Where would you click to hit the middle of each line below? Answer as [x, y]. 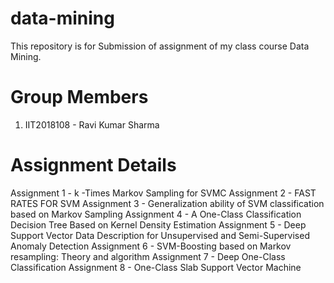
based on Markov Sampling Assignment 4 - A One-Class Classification [156, 214]
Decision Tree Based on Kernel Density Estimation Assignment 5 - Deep [158, 224]
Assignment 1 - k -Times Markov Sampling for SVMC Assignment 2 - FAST [163, 193]
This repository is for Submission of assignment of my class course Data [160, 46]
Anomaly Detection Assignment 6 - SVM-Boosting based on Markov [151, 246]
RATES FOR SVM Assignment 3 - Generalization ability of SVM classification [167, 203]
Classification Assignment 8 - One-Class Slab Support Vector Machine [156, 267]
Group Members [79, 97]
